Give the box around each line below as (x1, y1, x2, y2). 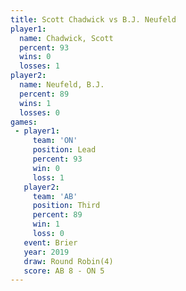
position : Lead (32, 145, 97, 155)
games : (10, 117, 38, 127)
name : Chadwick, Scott (19, 33, 114, 43)
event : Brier (23, 237, 78, 248)
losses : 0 (19, 107, 60, 118)
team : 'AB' (32, 191, 78, 201)
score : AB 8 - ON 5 (23, 266, 105, 276)
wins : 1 (19, 98, 52, 108)
